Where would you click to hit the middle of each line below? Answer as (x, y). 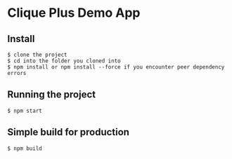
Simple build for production (69, 132)
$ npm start (25, 111)
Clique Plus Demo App (74, 13)
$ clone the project (38, 55)
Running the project (52, 95)
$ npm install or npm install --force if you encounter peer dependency (116, 67)
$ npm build (25, 148)
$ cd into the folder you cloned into (64, 61)
